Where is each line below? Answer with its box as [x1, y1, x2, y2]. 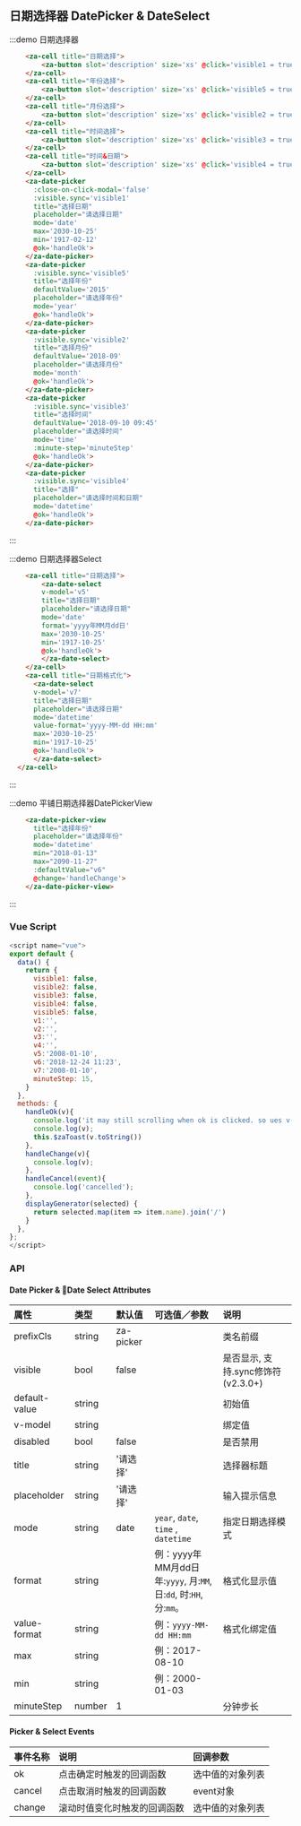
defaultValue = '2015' [32, 285, 110, 294]
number [74, 1700, 107, 1712]
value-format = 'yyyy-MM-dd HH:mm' [32, 721, 159, 731]
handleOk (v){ [25, 1108, 74, 1117]
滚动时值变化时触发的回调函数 [58, 1801, 185, 1813]
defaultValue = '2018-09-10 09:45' [32, 419, 159, 428]
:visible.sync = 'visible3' [32, 402, 130, 411]
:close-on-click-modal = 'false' [32, 185, 150, 195]
